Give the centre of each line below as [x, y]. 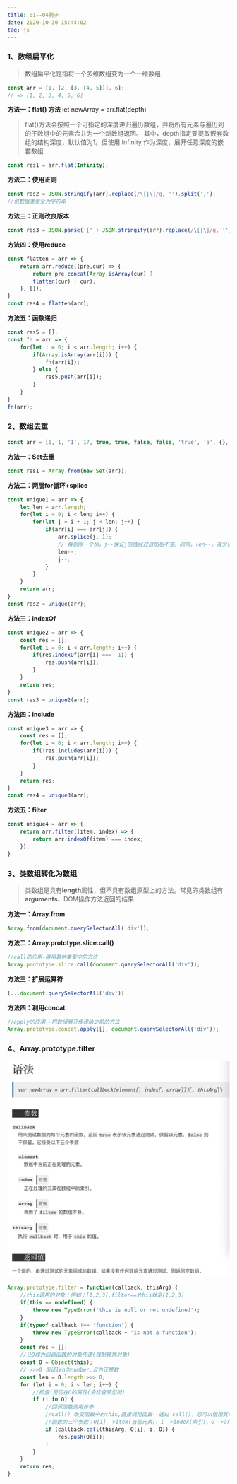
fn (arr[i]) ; [62, 362]
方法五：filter [27, 810]
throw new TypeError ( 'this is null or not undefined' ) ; [116, 1310]
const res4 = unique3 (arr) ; [49, 795]
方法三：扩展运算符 [35, 978]
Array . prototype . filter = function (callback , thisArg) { [93, 1288]
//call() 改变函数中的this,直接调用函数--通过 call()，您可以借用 [134, 1415]
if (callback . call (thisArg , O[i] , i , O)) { [110, 1429]
